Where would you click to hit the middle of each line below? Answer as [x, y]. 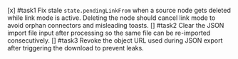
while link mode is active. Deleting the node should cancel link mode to [112, 18]
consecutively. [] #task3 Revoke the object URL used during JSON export [115, 41]
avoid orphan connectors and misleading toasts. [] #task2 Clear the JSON [116, 25]
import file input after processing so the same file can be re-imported [109, 33]
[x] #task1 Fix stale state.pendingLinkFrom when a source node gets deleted [119, 10]
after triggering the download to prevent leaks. [76, 48]
